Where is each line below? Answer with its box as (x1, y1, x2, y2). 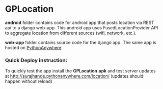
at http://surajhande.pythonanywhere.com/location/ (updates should (5, 73, 144, 79)
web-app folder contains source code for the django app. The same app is (5, 39, 157, 45)
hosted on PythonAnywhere (5, 44, 62, 50)
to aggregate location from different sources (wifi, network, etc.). (5, 30, 136, 36)
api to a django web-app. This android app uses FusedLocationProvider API (5, 24, 158, 30)
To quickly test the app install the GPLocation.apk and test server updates (5, 68, 156, 74)
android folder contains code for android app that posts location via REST (5, 20, 155, 25)
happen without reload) (5, 78, 53, 84)
